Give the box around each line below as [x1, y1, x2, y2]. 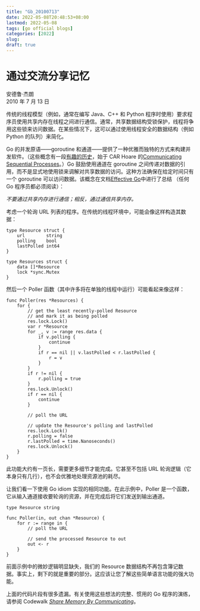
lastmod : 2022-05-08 [6, 20, 58, 26]
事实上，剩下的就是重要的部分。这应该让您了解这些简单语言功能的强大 [16, 570, 189, 577]
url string [17, 232, 62, 238]
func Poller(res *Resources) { [6, 297, 84, 303]
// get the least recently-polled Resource [27, 308, 137, 314]
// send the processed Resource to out [27, 536, 127, 542]
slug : [6, 36, 20, 42]
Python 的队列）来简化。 [6, 132, 67, 140]
